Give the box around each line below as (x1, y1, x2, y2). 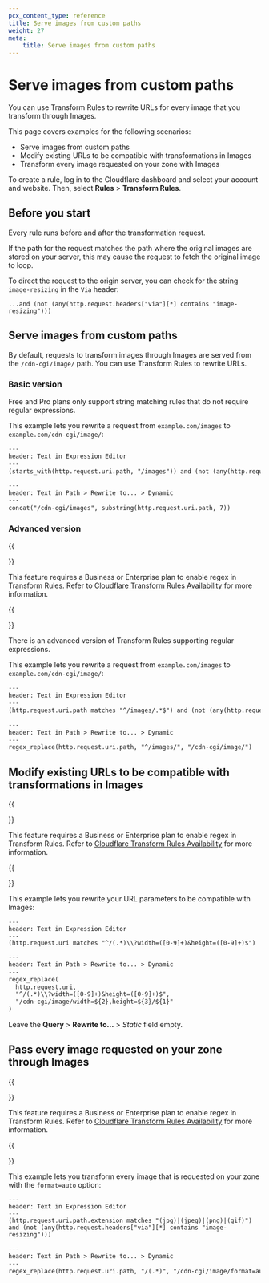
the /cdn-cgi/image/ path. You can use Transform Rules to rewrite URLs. (8, 358, 247, 368)
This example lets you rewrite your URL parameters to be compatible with (8, 894, 251, 904)
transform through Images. (8, 111, 97, 121)
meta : (8, 34, 26, 42)
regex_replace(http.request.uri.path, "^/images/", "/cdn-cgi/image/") (8, 743, 252, 751)
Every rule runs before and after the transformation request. (8, 228, 206, 237)
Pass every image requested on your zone (8, 1043, 223, 1057)
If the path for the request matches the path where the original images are (8, 243, 252, 253)
